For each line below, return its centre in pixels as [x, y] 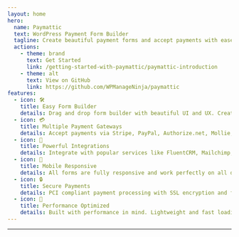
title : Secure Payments [55, 186]
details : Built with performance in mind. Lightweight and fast [117, 213]
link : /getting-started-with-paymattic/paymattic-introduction [122, 67]
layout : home [27, 14]
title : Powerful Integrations [65, 147]
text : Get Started [53, 60]
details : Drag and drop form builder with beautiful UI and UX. [117, 113]
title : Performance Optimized [65, 206]
